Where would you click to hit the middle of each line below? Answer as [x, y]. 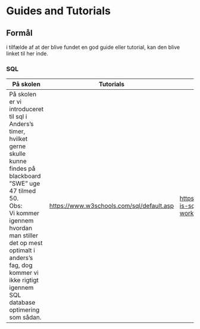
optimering [24, 310]
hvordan [21, 228]
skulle [17, 154]
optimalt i [22, 250]
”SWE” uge [25, 184]
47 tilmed [23, 191]
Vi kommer [24, 214]
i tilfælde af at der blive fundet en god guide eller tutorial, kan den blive [93, 47]
